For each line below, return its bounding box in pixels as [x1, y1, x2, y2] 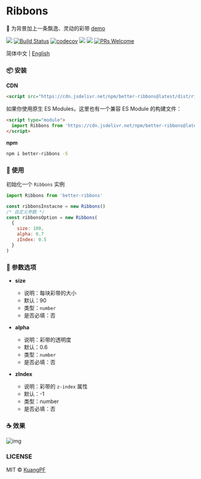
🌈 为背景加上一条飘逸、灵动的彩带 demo [6, 25, 106, 32]
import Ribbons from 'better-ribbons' [6, 193, 103, 199]
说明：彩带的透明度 [23, 336, 72, 343]
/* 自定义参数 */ [6, 209, 45, 215]
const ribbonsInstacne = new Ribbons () [6, 203, 106, 209]
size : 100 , [17, 225, 44, 231]
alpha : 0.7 [17, 231, 44, 237]
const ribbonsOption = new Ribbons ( [6, 214, 98, 221]
